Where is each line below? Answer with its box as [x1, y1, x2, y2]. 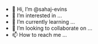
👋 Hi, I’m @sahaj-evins [11, 6, 67, 12]
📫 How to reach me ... [11, 32, 67, 38]
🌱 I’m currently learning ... [11, 18, 75, 25]
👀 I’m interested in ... [11, 12, 62, 19]
